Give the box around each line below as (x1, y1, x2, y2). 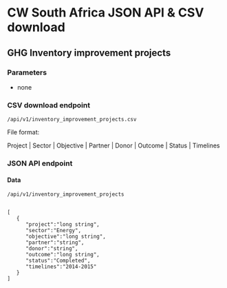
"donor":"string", (25, 245, 78, 252)
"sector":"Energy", (25, 227, 81, 234)
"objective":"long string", (25, 233, 107, 240)
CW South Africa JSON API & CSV (7, 5, 204, 21)
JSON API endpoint (7, 158, 73, 168)
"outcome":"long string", (25, 251, 100, 258)
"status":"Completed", (25, 257, 91, 265)
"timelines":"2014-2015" (25, 263, 97, 270)
